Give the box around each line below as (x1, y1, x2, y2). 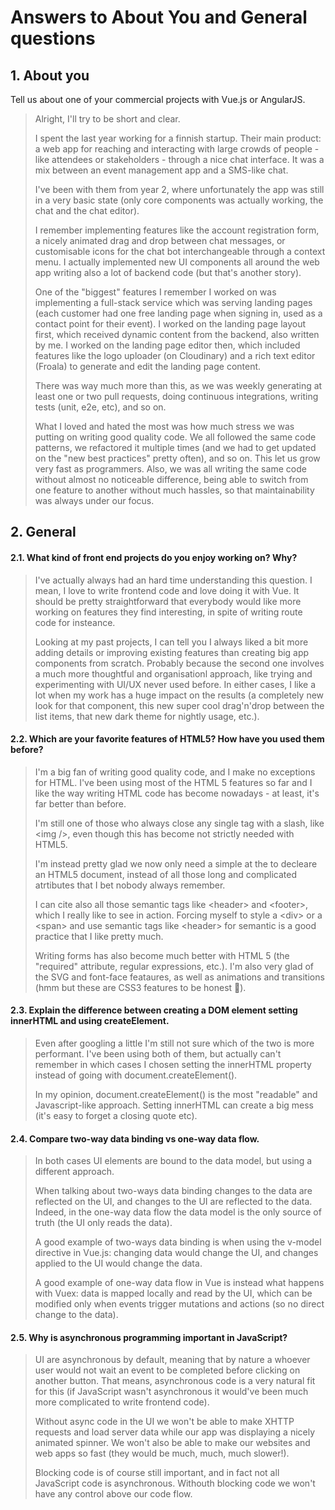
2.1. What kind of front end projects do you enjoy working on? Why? (10, 551, 298, 563)
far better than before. (34, 797, 127, 810)
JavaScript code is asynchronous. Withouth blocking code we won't (34, 1477, 316, 1490)
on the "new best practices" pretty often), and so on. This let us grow (34, 452, 321, 464)
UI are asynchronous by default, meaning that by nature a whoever (34, 1354, 311, 1366)
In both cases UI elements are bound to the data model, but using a (34, 1155, 313, 1167)
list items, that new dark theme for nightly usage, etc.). (34, 710, 260, 722)
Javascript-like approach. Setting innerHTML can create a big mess (34, 1099, 314, 1111)
